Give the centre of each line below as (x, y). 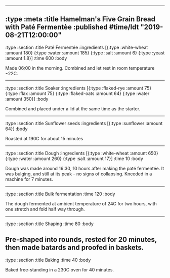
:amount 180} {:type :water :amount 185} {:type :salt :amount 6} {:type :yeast (85, 53)
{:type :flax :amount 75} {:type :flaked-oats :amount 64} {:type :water (77, 93)
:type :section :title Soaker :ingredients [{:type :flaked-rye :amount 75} (78, 88)
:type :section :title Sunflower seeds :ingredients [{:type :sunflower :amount (84, 123)
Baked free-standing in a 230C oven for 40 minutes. (60, 269)
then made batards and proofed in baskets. (75, 248)
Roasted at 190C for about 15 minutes (44, 138)
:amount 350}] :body (27, 99)
